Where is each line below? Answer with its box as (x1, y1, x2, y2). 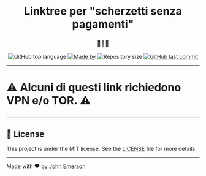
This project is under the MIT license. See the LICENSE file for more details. (6, 145, 197, 153)
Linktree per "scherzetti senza (24, 4, 182, 18)
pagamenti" (72, 17, 134, 31)
